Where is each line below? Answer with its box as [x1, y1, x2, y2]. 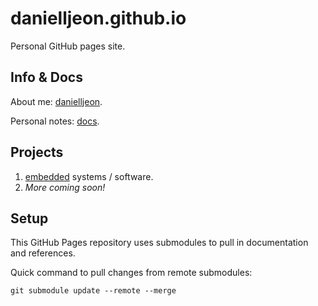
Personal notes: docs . [10, 115, 100, 127]
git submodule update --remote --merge [10, 286, 177, 296]
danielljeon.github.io [10, 7, 187, 30]
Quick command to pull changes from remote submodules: [10, 267, 253, 279]
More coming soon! [24, 181, 106, 193]
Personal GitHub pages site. [10, 40, 126, 52]
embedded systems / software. [24, 170, 154, 182]
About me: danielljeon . [10, 95, 103, 107]
